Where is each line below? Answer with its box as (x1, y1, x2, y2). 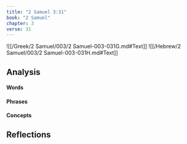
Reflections (6, 129, 51, 140)
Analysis (6, 67, 41, 77)
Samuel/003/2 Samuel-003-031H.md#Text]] (6, 49, 118, 57)
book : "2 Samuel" (6, 15, 51, 21)
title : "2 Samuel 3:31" (6, 9, 67, 15)
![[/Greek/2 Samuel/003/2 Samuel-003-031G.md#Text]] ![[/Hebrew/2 (6, 43, 182, 50)
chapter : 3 (6, 20, 34, 26)
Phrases (6, 98, 28, 105)
